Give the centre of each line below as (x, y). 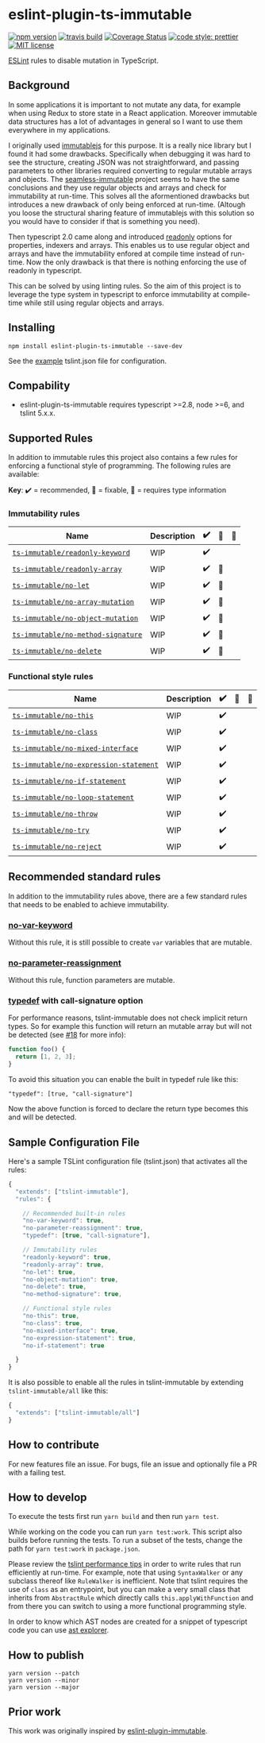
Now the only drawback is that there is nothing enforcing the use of (137, 262)
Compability (39, 386)
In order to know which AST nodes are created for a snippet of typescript (128, 1621)
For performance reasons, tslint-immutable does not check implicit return (128, 1018)
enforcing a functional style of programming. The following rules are (120, 466)
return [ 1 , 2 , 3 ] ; (46, 1057)
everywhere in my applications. (60, 129)
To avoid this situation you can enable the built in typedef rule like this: (123, 1080)
